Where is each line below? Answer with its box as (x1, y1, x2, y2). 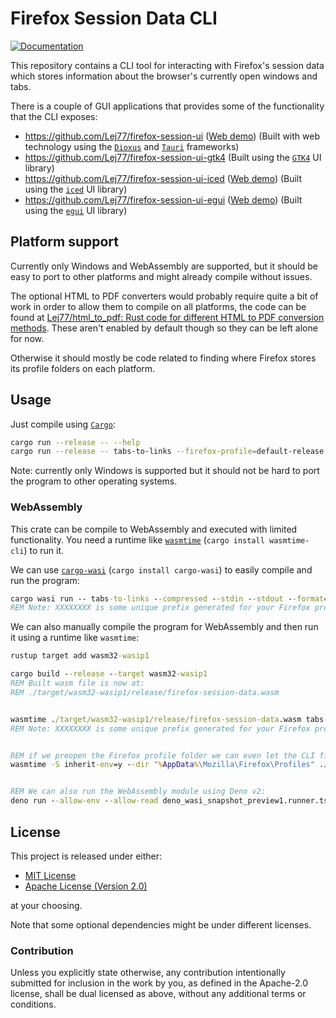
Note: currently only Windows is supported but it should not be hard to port (10, 465, 320, 477)
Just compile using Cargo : (10, 418, 116, 430)
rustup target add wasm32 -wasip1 (10, 651, 150, 661)
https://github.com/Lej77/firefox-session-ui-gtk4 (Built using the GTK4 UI (24, 151, 322, 163)
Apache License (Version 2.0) (24, 880, 148, 892)
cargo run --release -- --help (10, 437, 141, 447)
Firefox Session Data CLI (10, 7, 218, 30)
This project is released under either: (10, 850, 163, 862)
